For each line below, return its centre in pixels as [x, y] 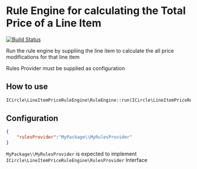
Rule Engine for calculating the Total [96, 11]
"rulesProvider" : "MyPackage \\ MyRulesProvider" [74, 137]
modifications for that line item [43, 57]
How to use [27, 87]
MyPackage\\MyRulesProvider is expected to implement [71, 154]
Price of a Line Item [54, 23]
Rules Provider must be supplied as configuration [65, 68]
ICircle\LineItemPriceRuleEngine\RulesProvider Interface [77, 160]
